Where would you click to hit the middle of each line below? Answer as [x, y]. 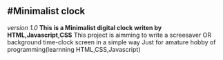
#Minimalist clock [46, 11]
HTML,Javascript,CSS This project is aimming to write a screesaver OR [109, 35]
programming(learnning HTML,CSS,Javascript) [74, 49]
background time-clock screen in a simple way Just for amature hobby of [111, 42]
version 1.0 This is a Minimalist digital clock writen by [85, 27]
